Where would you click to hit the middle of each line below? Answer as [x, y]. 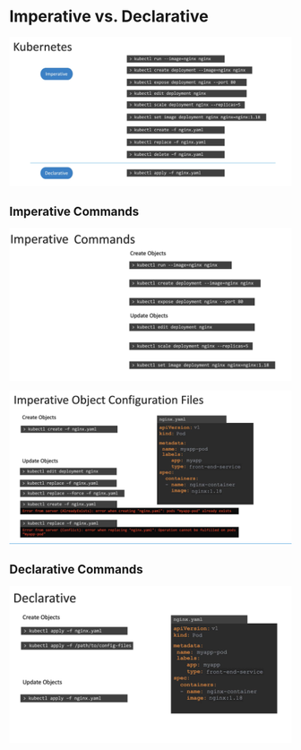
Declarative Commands [76, 569]
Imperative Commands [74, 211]
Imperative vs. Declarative [109, 17]
